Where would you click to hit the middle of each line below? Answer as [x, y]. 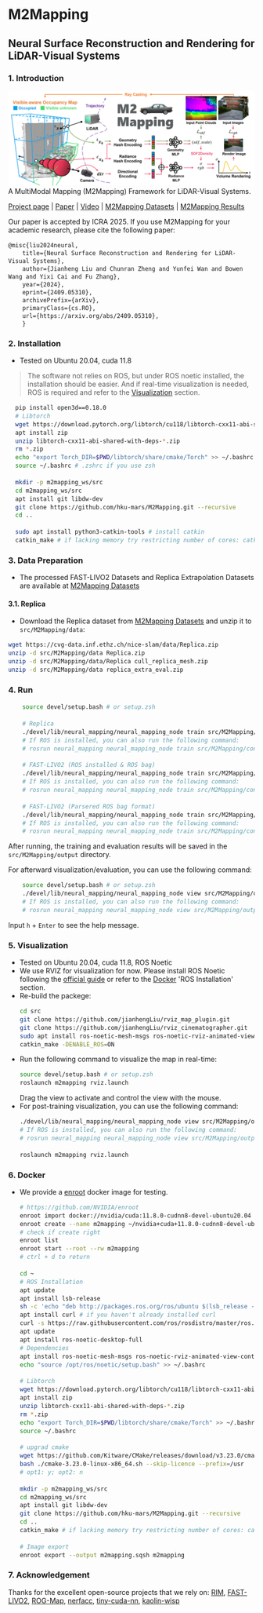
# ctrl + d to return [54, 1257]
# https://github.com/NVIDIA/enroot [79, 1207]
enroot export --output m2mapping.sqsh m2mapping [102, 1555]
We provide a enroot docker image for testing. [94, 1192]
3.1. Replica [27, 604]
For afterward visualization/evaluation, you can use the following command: [130, 870]
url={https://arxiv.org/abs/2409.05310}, [90, 316]
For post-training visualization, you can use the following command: [129, 1106]
